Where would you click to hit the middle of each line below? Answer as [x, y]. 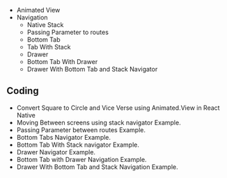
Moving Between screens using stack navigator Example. [99, 122]
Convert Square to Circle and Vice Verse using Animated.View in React [118, 108]
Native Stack [45, 25]
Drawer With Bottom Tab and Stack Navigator [92, 69]
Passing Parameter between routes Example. [81, 130]
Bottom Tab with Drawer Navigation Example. [81, 159]
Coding [23, 91]
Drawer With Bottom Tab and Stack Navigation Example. [97, 167]
